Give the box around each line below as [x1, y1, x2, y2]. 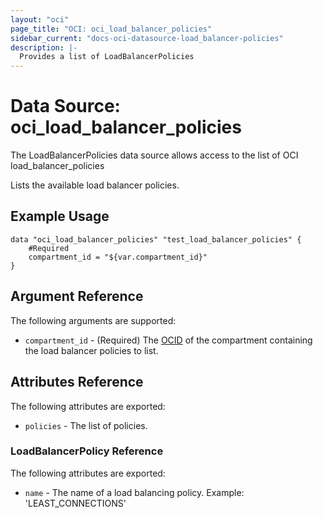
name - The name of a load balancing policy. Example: [24, 486, 245, 498]
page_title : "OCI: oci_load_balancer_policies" [10, 24, 213, 34]
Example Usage [10, 208, 110, 225]
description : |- [10, 42, 78, 53]
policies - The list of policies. [24, 419, 148, 431]
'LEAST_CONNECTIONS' [24, 497, 127, 509]
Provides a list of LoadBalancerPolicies [19, 52, 195, 62]
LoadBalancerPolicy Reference [10, 444, 164, 458]
